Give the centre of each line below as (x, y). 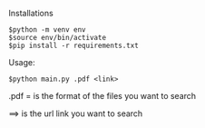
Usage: (22, 62)
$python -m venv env (48, 30)
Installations (31, 13)
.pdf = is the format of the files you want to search (102, 96)
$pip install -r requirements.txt (74, 45)
